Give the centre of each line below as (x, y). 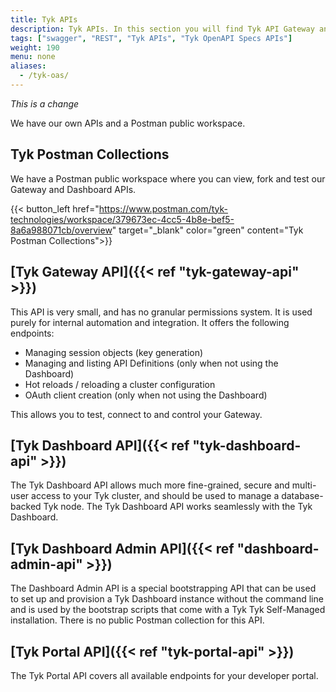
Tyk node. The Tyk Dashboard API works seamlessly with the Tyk (178, 507)
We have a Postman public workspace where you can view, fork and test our (168, 178)
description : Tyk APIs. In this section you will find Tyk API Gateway (162, 29)
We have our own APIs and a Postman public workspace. (128, 123)
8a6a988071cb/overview (61, 230)
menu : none (33, 57)
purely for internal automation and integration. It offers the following (150, 322)
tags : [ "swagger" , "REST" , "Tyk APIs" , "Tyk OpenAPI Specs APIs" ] (151, 38)
